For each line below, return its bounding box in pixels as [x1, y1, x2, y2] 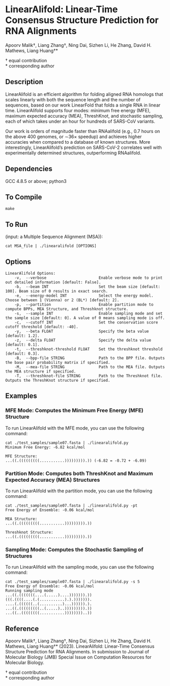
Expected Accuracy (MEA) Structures [5, 476, 100, 483]
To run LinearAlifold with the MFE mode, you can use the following [5, 425, 145, 431]
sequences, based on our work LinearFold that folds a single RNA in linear [5, 102, 161, 108]
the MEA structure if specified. [5, 369, 76, 374]
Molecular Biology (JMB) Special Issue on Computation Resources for [5, 654, 152, 661]
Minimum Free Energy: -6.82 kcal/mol [5, 444, 86, 450]
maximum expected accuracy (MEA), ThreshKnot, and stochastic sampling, [5, 113, 163, 119]
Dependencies [5, 165, 52, 173]
